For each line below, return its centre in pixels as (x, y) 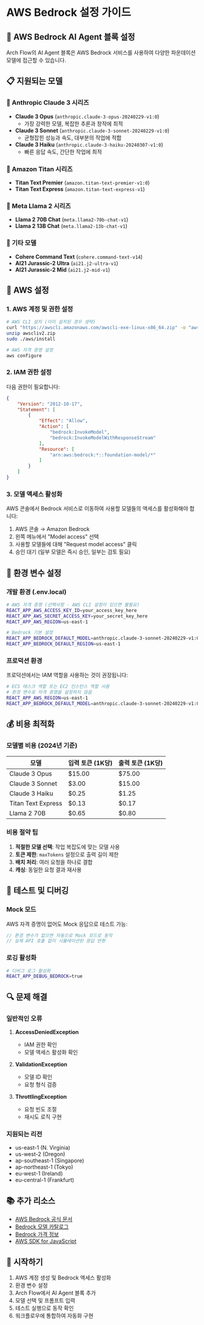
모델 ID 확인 (38, 1077)
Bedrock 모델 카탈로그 (42, 1227)
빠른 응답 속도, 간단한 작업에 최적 (63, 151)
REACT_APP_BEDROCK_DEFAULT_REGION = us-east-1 (63, 644)
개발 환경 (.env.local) (36, 592)
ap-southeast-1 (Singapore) (49, 1161)
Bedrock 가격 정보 (37, 1234)
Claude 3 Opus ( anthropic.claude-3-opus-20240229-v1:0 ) (87, 116)
